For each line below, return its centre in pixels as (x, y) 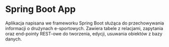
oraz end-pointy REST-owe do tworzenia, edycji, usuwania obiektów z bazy (84, 33)
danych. (14, 39)
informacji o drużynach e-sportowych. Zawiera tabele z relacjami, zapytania (84, 28)
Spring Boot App (40, 9)
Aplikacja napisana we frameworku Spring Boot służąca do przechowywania (85, 23)
